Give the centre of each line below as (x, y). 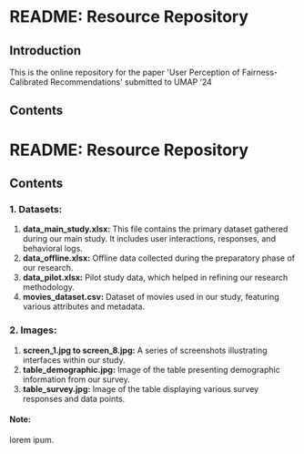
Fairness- (260, 72)
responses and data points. (74, 398)
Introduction (46, 51)
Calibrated (29, 82)
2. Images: (33, 330)
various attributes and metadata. (84, 306)
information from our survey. (76, 379)
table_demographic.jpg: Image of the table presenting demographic (151, 369)
